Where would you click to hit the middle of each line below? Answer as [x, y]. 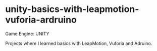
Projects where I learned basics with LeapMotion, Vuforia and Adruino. [79, 43]
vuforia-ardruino [41, 20]
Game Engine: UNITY [27, 33]
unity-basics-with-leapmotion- [72, 9]
